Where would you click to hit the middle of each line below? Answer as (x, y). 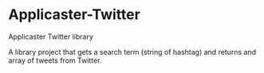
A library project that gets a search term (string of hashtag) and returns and (132, 52)
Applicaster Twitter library (51, 36)
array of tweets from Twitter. (55, 60)
